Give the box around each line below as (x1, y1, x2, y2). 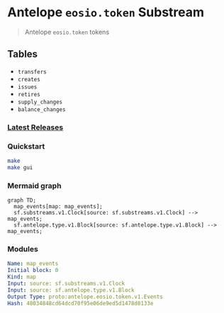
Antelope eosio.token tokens (24, 28, 110, 36)
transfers (17, 68, 47, 75)
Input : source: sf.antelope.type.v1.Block (7, 286, 135, 294)
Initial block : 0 (7, 267, 59, 274)
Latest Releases (7, 122, 64, 132)
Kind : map (7, 273, 37, 280)
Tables (7, 48, 38, 60)
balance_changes (17, 106, 66, 113)
